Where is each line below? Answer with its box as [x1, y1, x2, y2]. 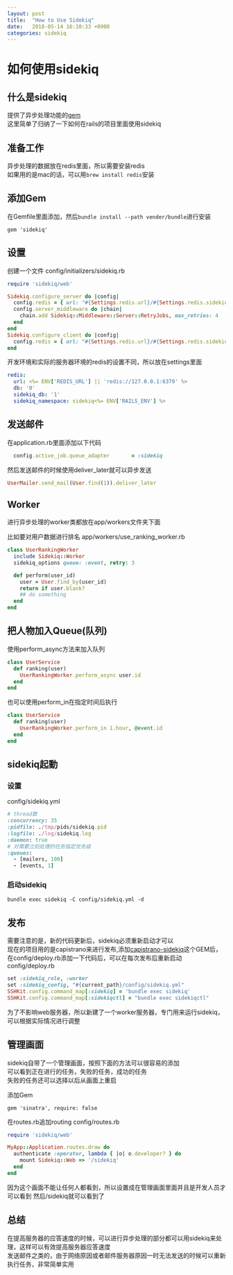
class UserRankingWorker [7, 546, 79, 554]
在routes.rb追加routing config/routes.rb [7, 1117, 120, 1126]
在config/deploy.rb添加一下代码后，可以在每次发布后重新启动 [7, 954, 182, 962]
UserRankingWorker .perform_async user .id [19, 671, 141, 679]
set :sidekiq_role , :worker [7, 975, 89, 982]
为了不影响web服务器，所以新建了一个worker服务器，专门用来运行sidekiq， [7, 1008, 224, 1016]
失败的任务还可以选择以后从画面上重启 [7, 1076, 116, 1084]
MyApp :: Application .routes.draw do [7, 1144, 110, 1151]
